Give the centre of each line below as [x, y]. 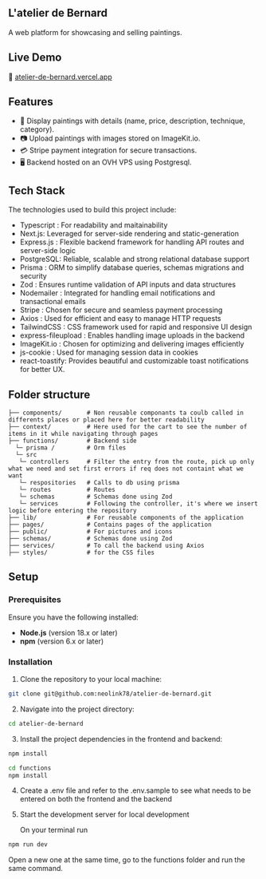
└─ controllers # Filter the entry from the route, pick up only [137, 462]
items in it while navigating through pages [83, 434]
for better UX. [42, 370]
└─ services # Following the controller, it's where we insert [139, 504]
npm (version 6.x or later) [62, 641]
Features [31, 102]
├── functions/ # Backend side [72, 441]
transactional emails [53, 302]
